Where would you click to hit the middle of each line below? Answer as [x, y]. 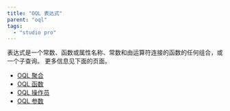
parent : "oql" [27, 20]
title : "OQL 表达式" [35, 13]
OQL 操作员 [33, 93]
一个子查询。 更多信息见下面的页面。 [59, 61]
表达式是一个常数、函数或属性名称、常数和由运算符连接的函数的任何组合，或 [115, 52]
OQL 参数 [30, 101]
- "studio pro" [35, 32]
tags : [15, 26]
